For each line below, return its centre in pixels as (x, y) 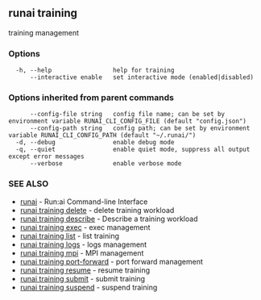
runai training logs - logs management (83, 244)
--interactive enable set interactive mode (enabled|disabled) (141, 77)
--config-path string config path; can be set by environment (140, 128)
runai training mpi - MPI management (82, 252)
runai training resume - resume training (85, 270)
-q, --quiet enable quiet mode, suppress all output (133, 150)
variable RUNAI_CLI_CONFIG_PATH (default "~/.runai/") (102, 135)
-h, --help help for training (95, 71)
